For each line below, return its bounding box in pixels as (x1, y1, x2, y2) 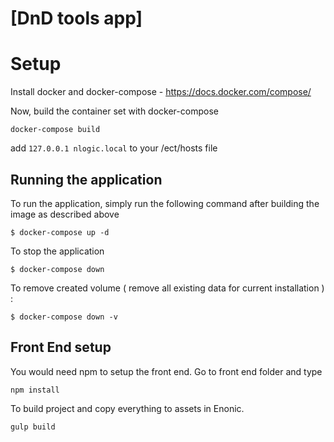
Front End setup (10, 339, 112, 356)
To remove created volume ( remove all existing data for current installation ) (10, 282, 325, 294)
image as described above (10, 208, 120, 220)
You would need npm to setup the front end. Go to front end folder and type (10, 365, 323, 377)
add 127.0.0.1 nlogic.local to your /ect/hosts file (10, 142, 218, 154)
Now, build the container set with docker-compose (10, 105, 219, 117)
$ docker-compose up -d (10, 227, 110, 237)
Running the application (10, 171, 163, 188)
